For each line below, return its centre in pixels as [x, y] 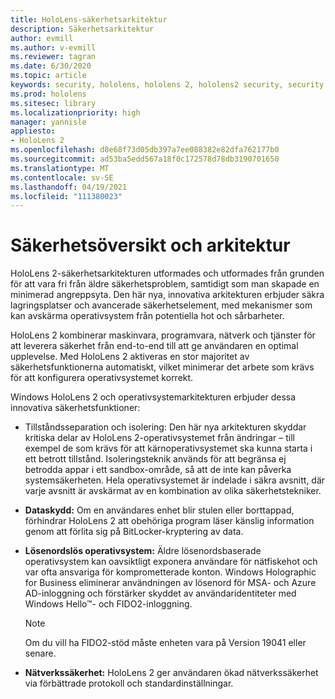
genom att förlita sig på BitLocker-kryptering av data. [134, 532]
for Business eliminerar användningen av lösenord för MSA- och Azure [170, 583]
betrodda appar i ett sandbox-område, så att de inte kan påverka [158, 470]
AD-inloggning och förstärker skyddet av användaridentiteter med [160, 593]
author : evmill [42, 38]
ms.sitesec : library [53, 103]
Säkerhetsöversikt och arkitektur [150, 245]
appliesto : [33, 131]
